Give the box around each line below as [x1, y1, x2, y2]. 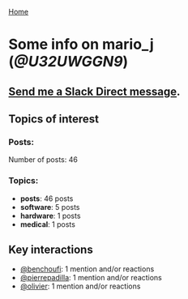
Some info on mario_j [8, 36, 154, 53]
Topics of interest [8, 112, 100, 126]
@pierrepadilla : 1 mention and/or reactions [19, 273, 162, 283]
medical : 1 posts [19, 219, 75, 229]
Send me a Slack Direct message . [8, 84, 181, 98]
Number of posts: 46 [8, 155, 79, 164]
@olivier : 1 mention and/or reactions [19, 281, 141, 291]
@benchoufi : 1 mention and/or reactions [19, 264, 155, 274]
